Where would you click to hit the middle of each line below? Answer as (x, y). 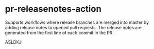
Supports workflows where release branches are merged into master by (77, 22)
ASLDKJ (13, 42)
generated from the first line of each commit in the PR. (60, 33)
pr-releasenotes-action (53, 9)
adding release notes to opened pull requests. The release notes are (73, 27)
